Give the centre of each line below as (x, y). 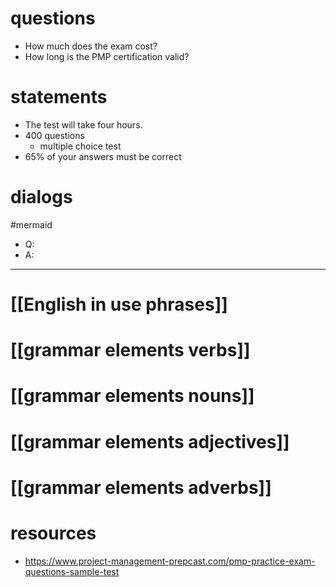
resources (53, 533)
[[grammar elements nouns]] (132, 396)
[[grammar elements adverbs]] (141, 487)
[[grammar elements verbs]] (130, 350)
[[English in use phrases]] (119, 304)
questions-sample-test (72, 571)
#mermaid (31, 224)
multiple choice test (80, 146)
